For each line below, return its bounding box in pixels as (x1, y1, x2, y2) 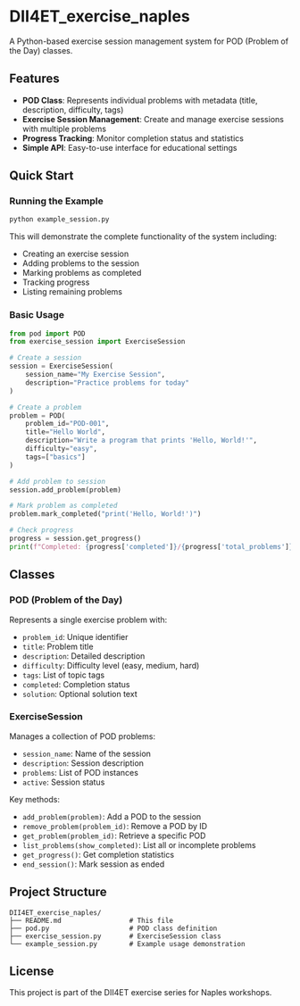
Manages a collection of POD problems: (9, 730, 156, 742)
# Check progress (9, 526, 74, 535)
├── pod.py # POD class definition (9, 924, 218, 933)
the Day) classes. (9, 45, 73, 55)
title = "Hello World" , (25, 428, 105, 436)
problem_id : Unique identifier (21, 631, 129, 642)
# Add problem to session (9, 477, 105, 486)
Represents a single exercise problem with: (9, 614, 168, 625)
